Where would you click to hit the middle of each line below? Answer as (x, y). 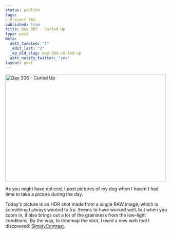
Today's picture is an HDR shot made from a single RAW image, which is (82, 204)
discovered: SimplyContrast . (35, 226)
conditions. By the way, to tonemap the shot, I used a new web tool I (78, 221)
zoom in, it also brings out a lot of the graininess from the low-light (76, 215)
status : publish (23, 10)
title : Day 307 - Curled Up (35, 29)
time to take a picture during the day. (44, 194)
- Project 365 (21, 20)
